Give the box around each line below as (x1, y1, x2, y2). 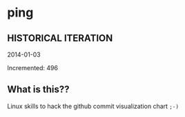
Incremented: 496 (7, 64, 59, 72)
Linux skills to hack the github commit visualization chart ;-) (7, 102, 179, 110)
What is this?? (7, 84, 70, 96)
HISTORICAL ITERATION (7, 32, 113, 44)
